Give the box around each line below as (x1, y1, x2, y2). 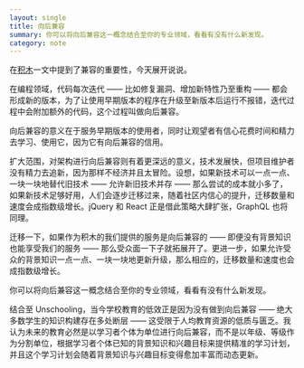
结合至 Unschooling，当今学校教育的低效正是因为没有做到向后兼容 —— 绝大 (9, 304, 293, 315)
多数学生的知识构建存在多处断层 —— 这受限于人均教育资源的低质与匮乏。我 (9, 316, 291, 326)
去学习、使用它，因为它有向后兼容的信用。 (9, 137, 168, 147)
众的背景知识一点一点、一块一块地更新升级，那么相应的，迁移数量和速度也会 (9, 254, 295, 265)
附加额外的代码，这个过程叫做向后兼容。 (33, 106, 184, 118)
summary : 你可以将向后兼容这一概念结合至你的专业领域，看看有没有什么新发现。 (9, 30, 269, 39)
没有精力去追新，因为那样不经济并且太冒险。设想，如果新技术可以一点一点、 (9, 167, 295, 178)
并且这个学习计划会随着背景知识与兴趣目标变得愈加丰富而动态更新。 (9, 349, 263, 360)
